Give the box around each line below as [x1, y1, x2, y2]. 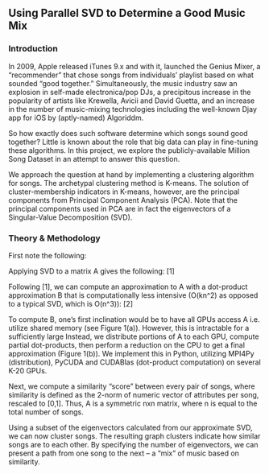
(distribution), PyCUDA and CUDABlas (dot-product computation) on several [8, 357, 262, 367]
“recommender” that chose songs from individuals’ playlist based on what [8, 70, 254, 80]
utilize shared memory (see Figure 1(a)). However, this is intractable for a [8, 323, 250, 332]
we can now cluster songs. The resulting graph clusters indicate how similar [8, 431, 261, 441]
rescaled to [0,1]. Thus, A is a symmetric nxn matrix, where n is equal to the [8, 398, 258, 408]
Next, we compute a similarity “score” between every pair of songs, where [8, 381, 255, 391]
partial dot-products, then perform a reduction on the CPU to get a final [8, 340, 246, 349]
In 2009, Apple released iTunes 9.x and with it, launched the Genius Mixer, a [8, 61, 261, 71]
